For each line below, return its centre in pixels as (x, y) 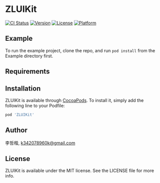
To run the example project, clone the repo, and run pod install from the (80, 50)
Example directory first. (29, 56)
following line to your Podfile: (35, 105)
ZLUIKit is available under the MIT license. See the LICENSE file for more (80, 171)
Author (16, 130)
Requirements (27, 71)
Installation (23, 88)
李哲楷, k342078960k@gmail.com (40, 143)
